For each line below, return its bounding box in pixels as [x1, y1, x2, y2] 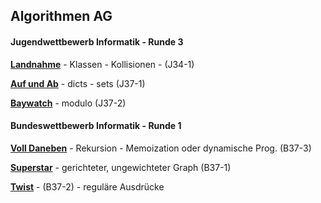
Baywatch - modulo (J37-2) [10, 97, 127, 109]
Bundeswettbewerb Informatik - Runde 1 [10, 120, 182, 132]
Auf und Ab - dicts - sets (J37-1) [10, 77, 146, 89]
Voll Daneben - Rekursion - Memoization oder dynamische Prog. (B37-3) [10, 142, 312, 154]
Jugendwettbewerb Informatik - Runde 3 [10, 35, 184, 48]
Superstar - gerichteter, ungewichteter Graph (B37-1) [10, 161, 232, 173]
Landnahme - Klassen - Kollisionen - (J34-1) [10, 58, 195, 70]
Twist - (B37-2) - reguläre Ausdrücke [10, 180, 165, 193]
